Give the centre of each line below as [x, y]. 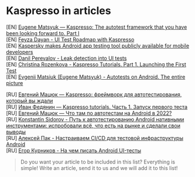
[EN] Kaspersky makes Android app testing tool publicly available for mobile [97, 46]
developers [20, 52]
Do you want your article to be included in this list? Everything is [98, 162]
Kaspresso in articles [59, 11]
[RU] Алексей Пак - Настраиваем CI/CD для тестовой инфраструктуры [95, 138]
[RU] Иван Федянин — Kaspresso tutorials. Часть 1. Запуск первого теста [97, 107]
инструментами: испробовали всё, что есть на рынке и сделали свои [93, 125]
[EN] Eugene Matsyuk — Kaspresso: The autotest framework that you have [97, 27]
